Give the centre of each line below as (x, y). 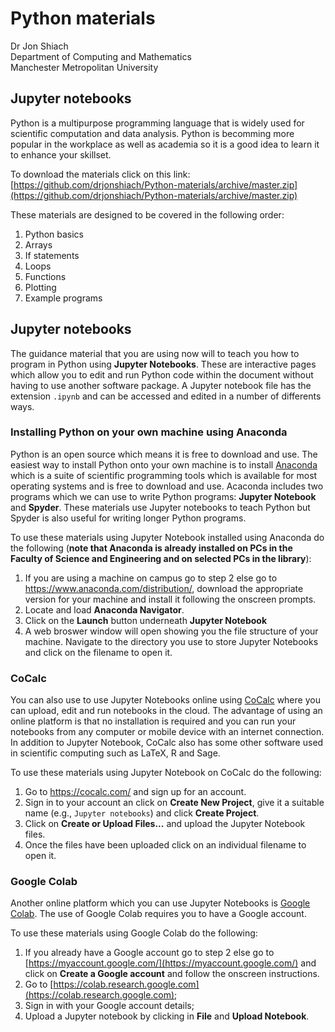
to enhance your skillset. (61, 154)
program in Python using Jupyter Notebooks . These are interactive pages (163, 364)
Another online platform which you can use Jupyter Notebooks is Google (160, 903)
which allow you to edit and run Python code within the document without (162, 374)
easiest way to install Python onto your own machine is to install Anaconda (164, 464)
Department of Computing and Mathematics (101, 56)
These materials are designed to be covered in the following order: (147, 214)
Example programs (63, 298)
